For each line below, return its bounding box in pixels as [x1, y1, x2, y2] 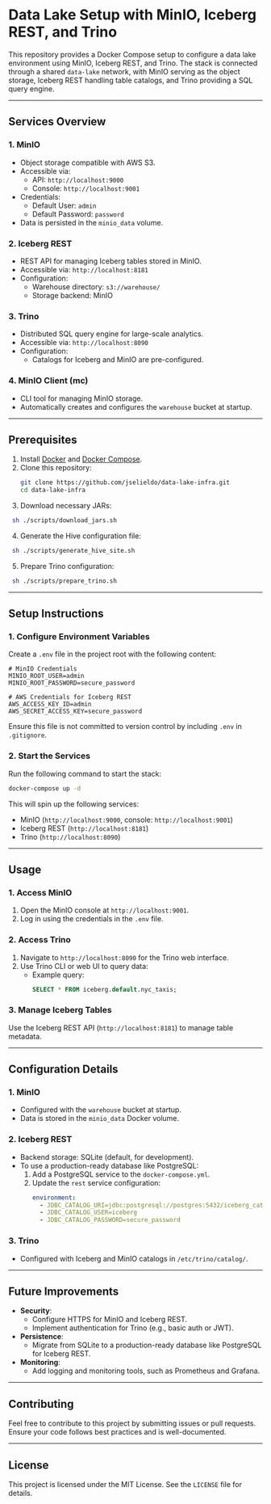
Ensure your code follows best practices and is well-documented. [8, 1427, 227, 1437]
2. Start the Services [8, 750, 91, 761]
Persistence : [19, 1332, 64, 1342]
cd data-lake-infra [19, 487, 86, 495]
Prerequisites [8, 432, 77, 446]
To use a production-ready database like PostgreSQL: [19, 1161, 199, 1170]
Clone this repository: [19, 463, 92, 473]
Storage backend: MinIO [31, 290, 113, 300]
